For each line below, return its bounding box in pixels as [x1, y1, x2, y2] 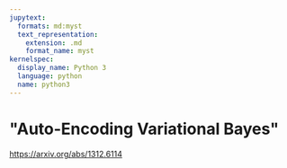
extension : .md [25, 38, 83, 48]
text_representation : [17, 30, 99, 39]
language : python [17, 72, 83, 81]
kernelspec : [9, 55, 54, 64]
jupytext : [9, 13, 47, 22]
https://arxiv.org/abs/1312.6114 [9, 148, 123, 159]
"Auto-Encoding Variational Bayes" [9, 119, 279, 139]
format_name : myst [25, 47, 94, 56]
